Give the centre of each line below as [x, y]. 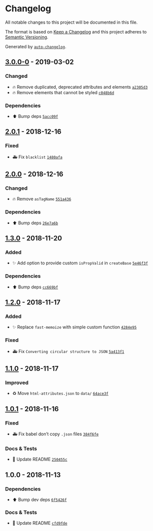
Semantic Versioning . [27, 37]
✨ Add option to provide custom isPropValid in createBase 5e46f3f [80, 263]
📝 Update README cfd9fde [40, 523]
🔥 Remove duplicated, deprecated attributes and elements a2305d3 [80, 87]
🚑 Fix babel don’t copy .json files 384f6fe [55, 434]
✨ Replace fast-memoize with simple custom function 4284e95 [74, 327]
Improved [17, 383]
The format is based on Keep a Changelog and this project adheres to [76, 32]
